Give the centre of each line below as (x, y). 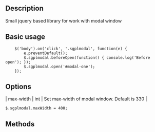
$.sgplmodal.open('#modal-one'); (60, 67)
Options (18, 87)
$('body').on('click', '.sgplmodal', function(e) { (71, 49)
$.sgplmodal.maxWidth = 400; (36, 108)
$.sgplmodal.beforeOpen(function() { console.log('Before (87, 58)
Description (24, 8)
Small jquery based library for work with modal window (64, 20)
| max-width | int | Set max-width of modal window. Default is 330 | (76, 99)
